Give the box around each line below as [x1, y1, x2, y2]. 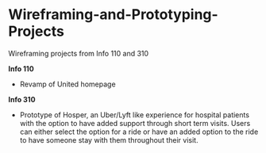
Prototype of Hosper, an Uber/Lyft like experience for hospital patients [19, 109, 250, 120]
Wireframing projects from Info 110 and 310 [8, 48, 149, 58]
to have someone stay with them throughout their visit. [19, 135, 199, 144]
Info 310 [8, 94, 36, 104]
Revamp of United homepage [19, 79, 117, 89]
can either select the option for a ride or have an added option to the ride [19, 127, 259, 136]
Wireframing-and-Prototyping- [8, 6, 218, 24]
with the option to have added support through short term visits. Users [19, 118, 251, 128]
